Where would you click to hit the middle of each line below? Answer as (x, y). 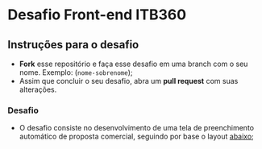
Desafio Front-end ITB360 (97, 15)
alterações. (38, 89)
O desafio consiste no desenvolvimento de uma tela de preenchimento (137, 128)
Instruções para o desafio (73, 45)
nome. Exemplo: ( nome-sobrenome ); (76, 72)
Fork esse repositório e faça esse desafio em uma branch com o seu (133, 64)
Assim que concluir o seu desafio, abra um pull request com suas (129, 81)
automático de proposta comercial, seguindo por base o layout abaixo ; (137, 137)
